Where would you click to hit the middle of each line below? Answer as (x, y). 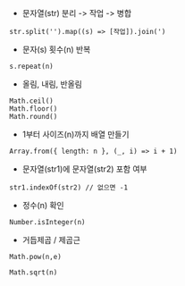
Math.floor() (34, 109)
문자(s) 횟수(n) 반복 (56, 49)
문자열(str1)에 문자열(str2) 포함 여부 (84, 169)
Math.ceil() (31, 101)
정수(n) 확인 (43, 205)
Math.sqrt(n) (34, 273)
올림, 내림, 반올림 (52, 84)
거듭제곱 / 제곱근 (51, 240)
